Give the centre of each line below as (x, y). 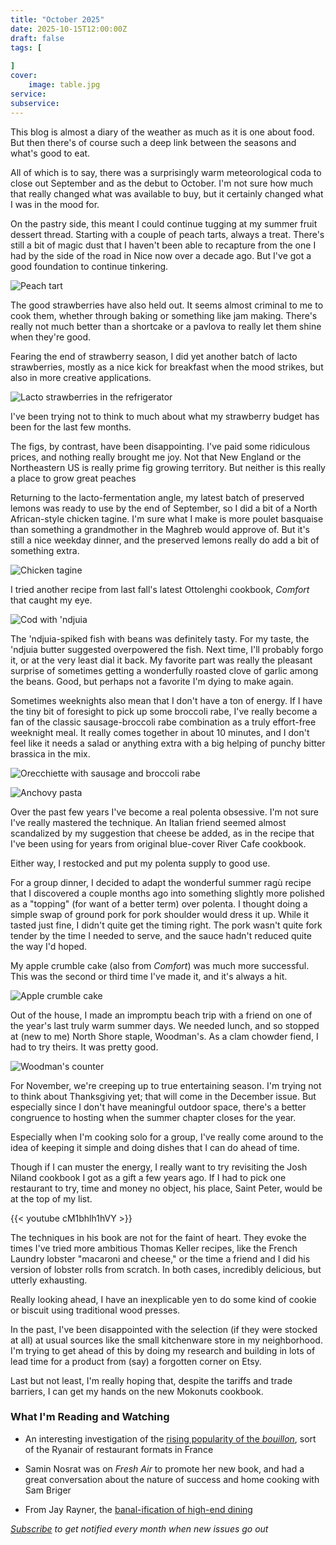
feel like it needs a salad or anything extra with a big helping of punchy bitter (168, 743)
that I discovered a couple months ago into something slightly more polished (167, 893)
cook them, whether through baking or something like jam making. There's (164, 315)
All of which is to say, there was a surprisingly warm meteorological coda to (166, 172)
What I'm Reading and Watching (90, 1417)
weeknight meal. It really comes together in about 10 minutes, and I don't (160, 732)
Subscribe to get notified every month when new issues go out (139, 1528)
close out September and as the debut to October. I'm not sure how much (162, 183)
